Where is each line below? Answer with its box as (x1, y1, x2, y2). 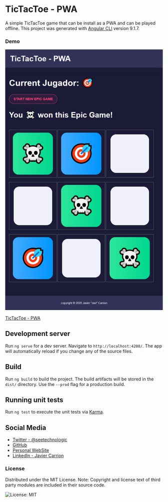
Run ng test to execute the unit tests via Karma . (5, 409, 104, 415)
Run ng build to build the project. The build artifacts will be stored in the (5, 376, 154, 382)
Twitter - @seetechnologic (12, 436, 67, 443)
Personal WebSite (12, 447, 49, 453)
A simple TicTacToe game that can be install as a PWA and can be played (5, 20, 156, 26)
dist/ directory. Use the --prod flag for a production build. (5, 381, 125, 387)
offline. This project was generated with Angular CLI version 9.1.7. (5, 25, 140, 31)
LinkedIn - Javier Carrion (12, 452, 64, 458)
